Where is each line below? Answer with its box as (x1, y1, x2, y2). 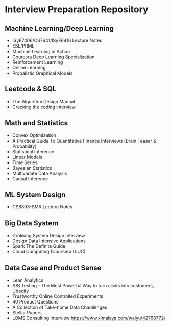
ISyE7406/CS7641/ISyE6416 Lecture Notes (12, 37, 103, 43)
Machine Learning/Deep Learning (5, 24, 114, 33)
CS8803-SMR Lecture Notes (12, 204, 72, 210)
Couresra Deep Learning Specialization (12, 54, 95, 60)
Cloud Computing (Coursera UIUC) (12, 249, 86, 255)
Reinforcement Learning (12, 59, 63, 65)
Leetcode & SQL (5, 85, 57, 94)
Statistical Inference (12, 148, 55, 154)
